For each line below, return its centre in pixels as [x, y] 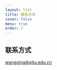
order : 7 [14, 28]
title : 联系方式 [20, 14]
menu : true [16, 24]
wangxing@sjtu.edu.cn [28, 62]
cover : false [19, 19]
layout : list [19, 10]
